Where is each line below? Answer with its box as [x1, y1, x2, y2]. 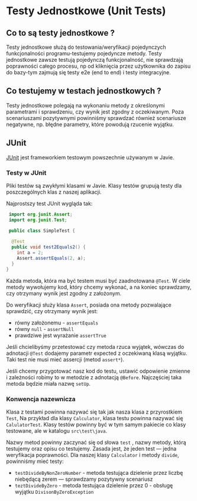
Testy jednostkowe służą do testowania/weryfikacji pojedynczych [6, 43, 167, 51]
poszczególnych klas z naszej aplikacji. [6, 188, 102, 196]
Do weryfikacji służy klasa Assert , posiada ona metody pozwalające [6, 301, 172, 308]
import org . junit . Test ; [8, 217, 67, 223]
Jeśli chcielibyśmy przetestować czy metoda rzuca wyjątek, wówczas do [6, 343, 185, 350]
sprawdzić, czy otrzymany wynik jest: [6, 307, 98, 314]
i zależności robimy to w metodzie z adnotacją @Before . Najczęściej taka [6, 373, 182, 381]
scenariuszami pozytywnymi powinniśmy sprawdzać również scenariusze [6, 114, 186, 121]
